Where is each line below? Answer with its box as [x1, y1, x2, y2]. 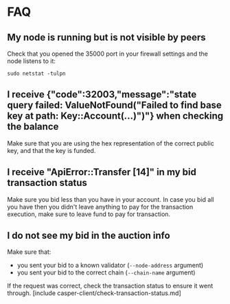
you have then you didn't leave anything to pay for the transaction [7, 202, 194, 211]
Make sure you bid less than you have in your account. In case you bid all [7, 195, 214, 203]
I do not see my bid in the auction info [7, 230, 170, 242]
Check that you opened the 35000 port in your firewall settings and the [7, 49, 208, 58]
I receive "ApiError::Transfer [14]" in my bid [7, 166, 197, 178]
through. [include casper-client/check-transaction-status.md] [7, 289, 181, 297]
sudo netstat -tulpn [7, 70, 67, 77]
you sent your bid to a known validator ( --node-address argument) [16, 261, 204, 270]
